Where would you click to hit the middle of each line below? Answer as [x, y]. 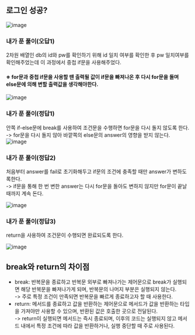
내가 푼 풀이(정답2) [31, 158]
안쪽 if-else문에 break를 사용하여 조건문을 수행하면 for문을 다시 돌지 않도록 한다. [98, 127]
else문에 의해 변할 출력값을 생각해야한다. [52, 84]
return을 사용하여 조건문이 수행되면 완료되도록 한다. [65, 235]
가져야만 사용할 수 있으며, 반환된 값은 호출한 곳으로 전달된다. [89, 311]
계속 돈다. [32, 193]
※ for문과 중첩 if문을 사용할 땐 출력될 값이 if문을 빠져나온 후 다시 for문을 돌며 [93, 77]
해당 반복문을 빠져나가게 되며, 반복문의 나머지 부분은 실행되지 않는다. [99, 289]
